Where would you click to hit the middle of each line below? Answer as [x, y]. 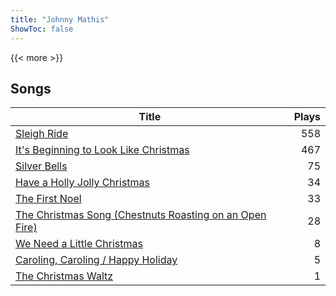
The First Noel [48, 199]
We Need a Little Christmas [79, 244]
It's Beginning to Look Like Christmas [102, 150]
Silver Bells [41, 166]
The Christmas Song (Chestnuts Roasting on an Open [141, 215]
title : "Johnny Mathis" [60, 19]
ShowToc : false [42, 29]
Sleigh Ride [42, 134]
